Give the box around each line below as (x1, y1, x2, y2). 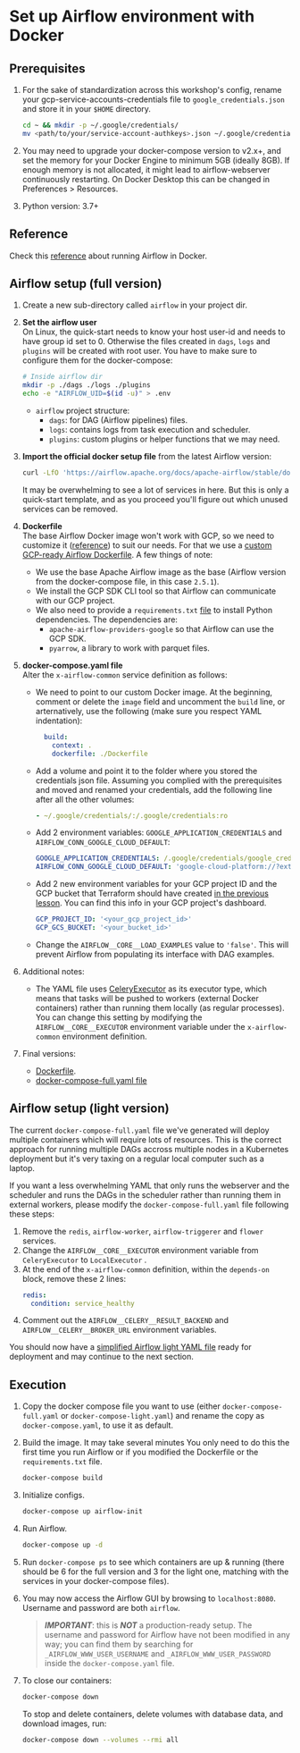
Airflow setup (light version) (9, 1101, 170, 1117)
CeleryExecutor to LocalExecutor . (21, 1254, 147, 1265)
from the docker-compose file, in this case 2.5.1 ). (35, 576, 220, 586)
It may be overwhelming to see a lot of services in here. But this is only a (21, 485, 289, 495)
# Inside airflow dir (21, 373, 103, 382)
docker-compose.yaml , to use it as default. (21, 1420, 174, 1431)
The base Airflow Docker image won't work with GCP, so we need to (21, 530, 275, 541)
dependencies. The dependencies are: (35, 614, 179, 625)
